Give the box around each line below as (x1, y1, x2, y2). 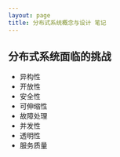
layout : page (8, 11, 51, 20)
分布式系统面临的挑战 (8, 49, 111, 63)
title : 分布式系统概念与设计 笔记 (8, 19, 107, 27)
